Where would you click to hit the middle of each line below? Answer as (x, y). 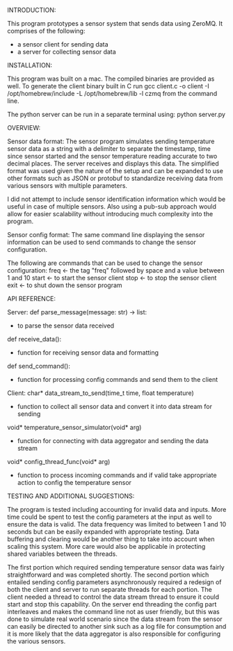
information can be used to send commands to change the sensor (102, 242)
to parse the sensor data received (66, 325)
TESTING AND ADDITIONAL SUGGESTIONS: (71, 496)
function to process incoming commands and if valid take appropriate (117, 475)
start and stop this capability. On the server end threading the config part (112, 604)
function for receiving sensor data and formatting (88, 353)
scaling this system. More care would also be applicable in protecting (106, 546)
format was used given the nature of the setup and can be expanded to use (115, 171)
